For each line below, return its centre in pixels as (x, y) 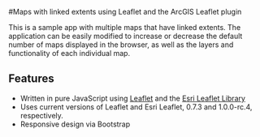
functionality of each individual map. (69, 53)
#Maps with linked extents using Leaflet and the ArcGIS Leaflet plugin (125, 12)
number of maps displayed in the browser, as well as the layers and (121, 45)
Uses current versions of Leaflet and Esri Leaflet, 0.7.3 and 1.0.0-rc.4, (136, 107)
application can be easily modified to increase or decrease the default (126, 36)
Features (31, 79)
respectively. (41, 115)
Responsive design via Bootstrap (75, 124)
